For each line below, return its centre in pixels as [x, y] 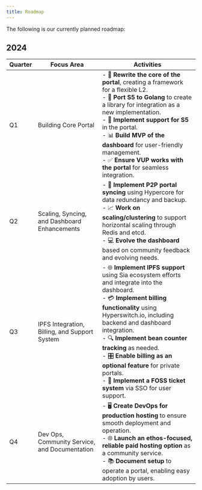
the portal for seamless [135, 168]
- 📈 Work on [121, 208]
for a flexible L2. [125, 90]
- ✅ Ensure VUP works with [142, 160]
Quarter [21, 65]
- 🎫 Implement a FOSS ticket [144, 381]
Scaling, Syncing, [63, 214]
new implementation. [131, 112]
